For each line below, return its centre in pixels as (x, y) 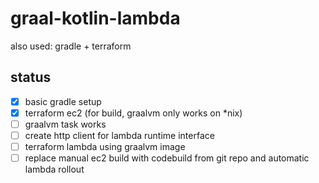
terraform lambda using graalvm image (105, 146)
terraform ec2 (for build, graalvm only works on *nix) (133, 113)
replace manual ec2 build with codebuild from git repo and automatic (167, 158)
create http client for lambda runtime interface (119, 135)
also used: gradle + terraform (71, 46)
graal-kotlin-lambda (95, 18)
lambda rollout (54, 169)
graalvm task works (65, 124)
